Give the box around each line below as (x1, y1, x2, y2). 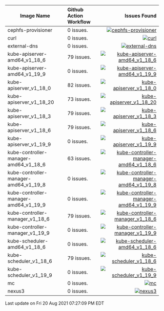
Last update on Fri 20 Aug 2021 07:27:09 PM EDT (5, 300, 104, 306)
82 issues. (67, 82, 91, 89)
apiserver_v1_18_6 (7, 127, 51, 133)
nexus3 (7, 288, 25, 294)
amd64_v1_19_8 (7, 181, 46, 188)
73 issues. (67, 96, 91, 102)
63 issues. (67, 155, 91, 162)
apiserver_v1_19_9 (7, 141, 51, 148)
